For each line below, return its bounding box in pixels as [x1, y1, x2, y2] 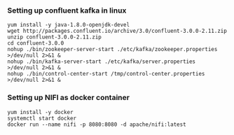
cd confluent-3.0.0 [7, 40, 64, 47]
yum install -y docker [7, 108, 74, 115]
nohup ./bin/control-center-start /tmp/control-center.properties [7, 71, 205, 78]
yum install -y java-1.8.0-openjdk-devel [7, 22, 130, 29]
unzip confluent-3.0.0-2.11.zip [7, 34, 102, 41]
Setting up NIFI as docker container [7, 93, 130, 103]
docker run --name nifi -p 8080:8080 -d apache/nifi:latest [7, 121, 187, 128]
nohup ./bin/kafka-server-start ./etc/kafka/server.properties [7, 58, 196, 65]
